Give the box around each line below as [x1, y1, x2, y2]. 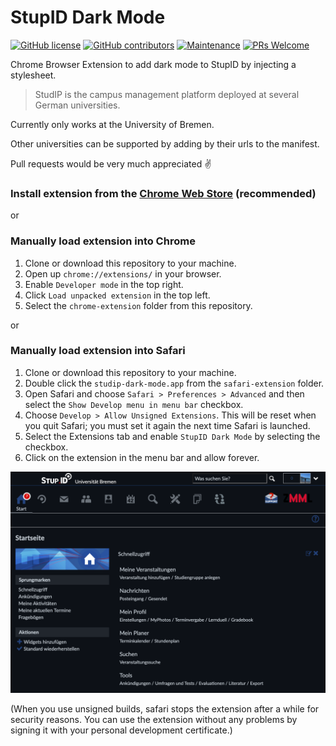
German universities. [34, 99, 121, 111]
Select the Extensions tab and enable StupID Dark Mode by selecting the [24, 430, 321, 442]
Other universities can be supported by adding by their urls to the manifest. [10, 137, 320, 150]
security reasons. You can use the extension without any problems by [10, 714, 298, 726]
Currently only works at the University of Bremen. [10, 118, 215, 130]
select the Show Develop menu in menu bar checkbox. [24, 398, 244, 410]
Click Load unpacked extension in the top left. [24, 289, 211, 301]
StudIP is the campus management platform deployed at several [34, 88, 300, 100]
